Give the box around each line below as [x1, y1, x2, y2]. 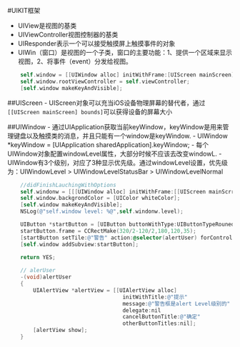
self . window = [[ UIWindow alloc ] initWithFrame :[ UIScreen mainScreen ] [20, 71, 235, 79]
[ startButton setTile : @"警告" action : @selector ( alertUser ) [20, 234, 198, 241]
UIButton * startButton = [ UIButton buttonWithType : [20, 221, 177, 228]
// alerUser [20, 267, 56, 274]
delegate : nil [122, 306, 161, 314]
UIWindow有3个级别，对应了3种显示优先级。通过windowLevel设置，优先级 [7, 158, 229, 166]
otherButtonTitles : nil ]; [122, 320, 196, 327]
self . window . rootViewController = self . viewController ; [20, 78, 191, 85]
